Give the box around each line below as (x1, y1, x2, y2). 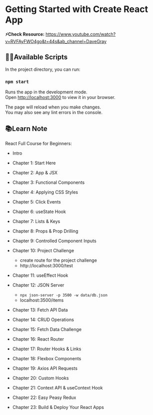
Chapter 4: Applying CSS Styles (12, 189, 78, 195)
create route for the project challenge (19, 257, 97, 263)
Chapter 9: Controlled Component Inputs (12, 238, 96, 244)
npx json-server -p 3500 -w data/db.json (19, 292, 107, 297)
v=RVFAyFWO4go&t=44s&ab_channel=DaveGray (5, 38, 106, 44)
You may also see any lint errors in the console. (5, 110, 102, 116)
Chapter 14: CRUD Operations (12, 317, 74, 323)
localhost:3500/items (19, 297, 64, 303)
